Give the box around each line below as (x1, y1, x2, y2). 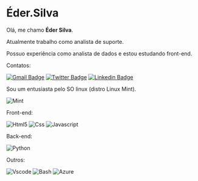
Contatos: (6, 62, 31, 69)
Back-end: (6, 132, 32, 140)
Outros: (6, 156, 26, 163)
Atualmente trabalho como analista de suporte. (6, 38, 124, 45)
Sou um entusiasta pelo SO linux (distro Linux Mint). (6, 85, 136, 93)
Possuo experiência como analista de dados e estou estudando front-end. (6, 49, 193, 57)
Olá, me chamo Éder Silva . (6, 26, 74, 34)
